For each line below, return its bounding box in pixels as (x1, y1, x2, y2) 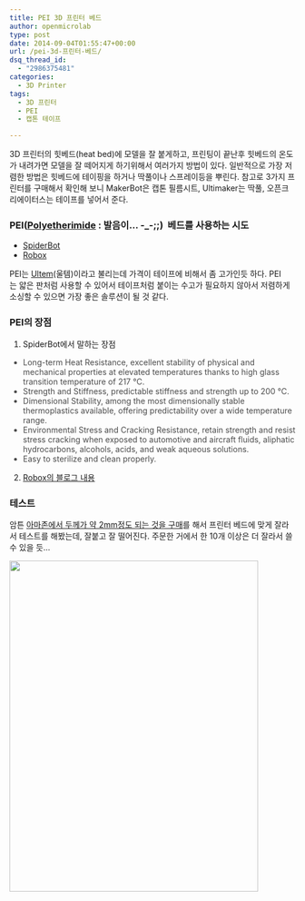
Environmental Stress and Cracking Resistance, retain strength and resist (22, 424, 296, 435)
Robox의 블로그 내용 (22, 471, 95, 482)
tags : (9, 89, 30, 98)
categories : (9, 73, 54, 82)
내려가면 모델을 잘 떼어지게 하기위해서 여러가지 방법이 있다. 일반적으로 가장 (18, 160, 283, 171)
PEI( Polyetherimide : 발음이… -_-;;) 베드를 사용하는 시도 (9, 219, 250, 232)
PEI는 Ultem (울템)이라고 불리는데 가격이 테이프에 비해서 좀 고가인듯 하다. (9, 269, 268, 280)
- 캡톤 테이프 (17, 114, 62, 124)
